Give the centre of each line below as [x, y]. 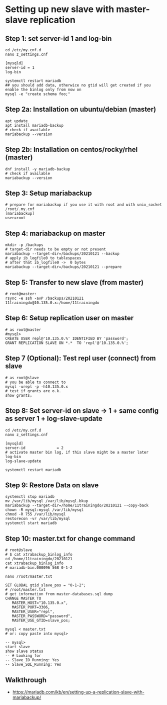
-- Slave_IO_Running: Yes [32, 660]
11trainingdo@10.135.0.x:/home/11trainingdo [52, 303]
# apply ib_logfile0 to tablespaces [43, 258]
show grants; [19, 395]
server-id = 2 [34, 448]
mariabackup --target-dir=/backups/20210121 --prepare [63, 267]
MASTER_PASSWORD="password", [42, 616]
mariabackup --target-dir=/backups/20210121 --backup [62, 254]
